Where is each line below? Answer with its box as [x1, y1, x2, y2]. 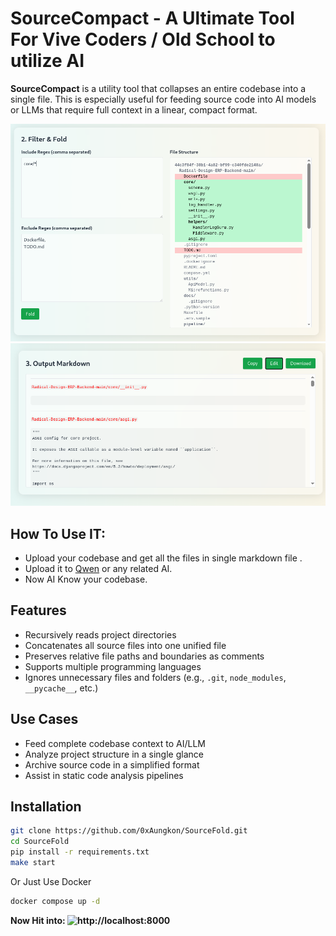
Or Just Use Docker [10, 875, 92, 887]
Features [10, 602, 67, 619]
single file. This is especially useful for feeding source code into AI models [10, 93, 317, 105]
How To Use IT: [10, 525, 107, 542]
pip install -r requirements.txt [10, 847, 150, 857]
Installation [10, 798, 82, 815]
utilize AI [10, 50, 85, 72]
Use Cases [10, 711, 79, 728]
